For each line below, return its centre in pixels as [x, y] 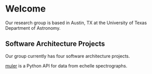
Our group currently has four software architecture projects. [68, 56]
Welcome [26, 9]
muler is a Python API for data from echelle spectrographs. [66, 65]
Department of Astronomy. [33, 28]
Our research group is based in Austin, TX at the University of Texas [76, 23]
